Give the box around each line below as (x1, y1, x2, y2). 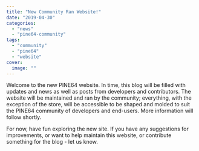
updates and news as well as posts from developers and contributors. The (6, 88, 192, 95)
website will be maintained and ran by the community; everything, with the (6, 94, 192, 101)
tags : (6, 37, 20, 43)
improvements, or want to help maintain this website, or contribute (6, 132, 172, 139)
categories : (6, 20, 36, 26)
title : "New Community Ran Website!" (6, 8, 102, 15)
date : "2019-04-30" (6, 14, 56, 21)
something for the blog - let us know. (6, 138, 99, 146)
